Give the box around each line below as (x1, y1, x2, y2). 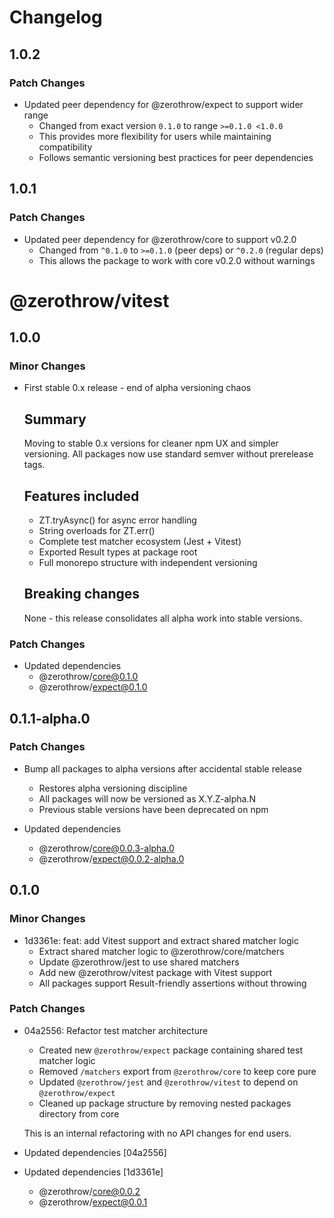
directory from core (38, 1107, 120, 1120)
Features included (23, 487, 140, 505)
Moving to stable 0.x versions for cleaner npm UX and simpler (23, 437, 279, 450)
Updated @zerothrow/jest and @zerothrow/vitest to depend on (38, 1076, 299, 1088)
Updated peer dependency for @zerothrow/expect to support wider (23, 98, 304, 110)
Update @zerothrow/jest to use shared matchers (38, 956, 240, 968)
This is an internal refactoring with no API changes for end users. (23, 1127, 292, 1139)
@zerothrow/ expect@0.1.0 (38, 681, 148, 693)
